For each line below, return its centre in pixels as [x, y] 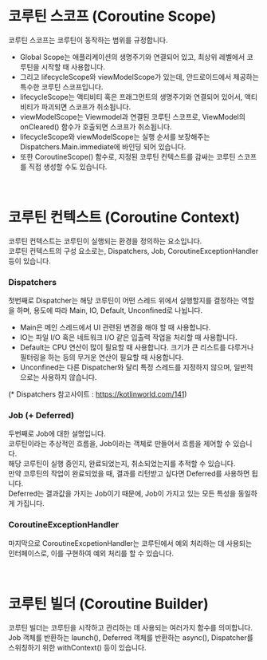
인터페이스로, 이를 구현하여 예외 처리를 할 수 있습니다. [91, 553]
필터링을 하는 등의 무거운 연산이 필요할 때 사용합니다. [102, 358]
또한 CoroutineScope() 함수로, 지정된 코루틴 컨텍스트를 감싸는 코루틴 [128, 156]
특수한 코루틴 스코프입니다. [61, 87]
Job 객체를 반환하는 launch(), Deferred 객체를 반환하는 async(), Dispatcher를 [131, 637]
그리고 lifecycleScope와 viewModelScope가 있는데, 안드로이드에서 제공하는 [139, 77]
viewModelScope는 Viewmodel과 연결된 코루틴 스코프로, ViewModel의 [132, 117]
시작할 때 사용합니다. [73, 67]
